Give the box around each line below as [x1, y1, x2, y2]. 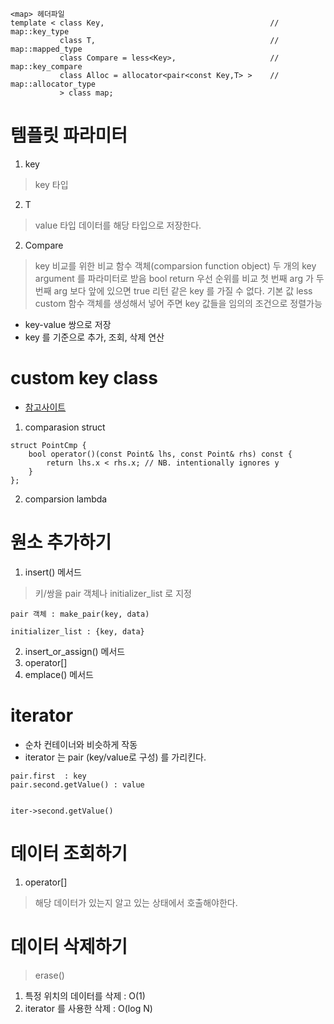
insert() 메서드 [24, 566, 82, 578]
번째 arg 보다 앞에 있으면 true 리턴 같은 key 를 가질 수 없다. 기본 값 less [34, 284, 313, 297]
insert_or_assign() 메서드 [24, 645, 126, 657]
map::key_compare [10, 62, 83, 72]
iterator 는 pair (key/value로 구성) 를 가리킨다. [24, 751, 207, 763]
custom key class [10, 367, 158, 390]
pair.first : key [10, 771, 87, 781]
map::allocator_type [10, 79, 97, 89]
